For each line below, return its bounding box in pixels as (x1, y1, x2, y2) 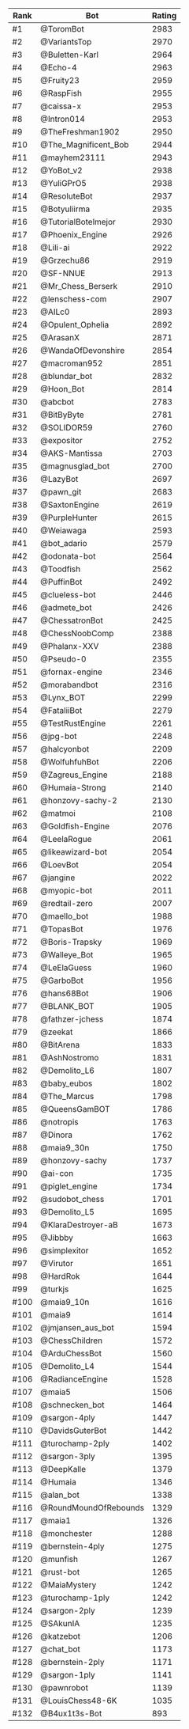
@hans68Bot (40, 988, 89, 999)
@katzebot (40, 1631, 81, 1641)
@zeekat (40, 1026, 73, 1037)
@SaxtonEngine (40, 499, 100, 510)
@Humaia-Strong (40, 783, 106, 793)
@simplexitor (40, 1246, 89, 1256)
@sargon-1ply (40, 1670, 96, 1680)
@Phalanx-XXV (40, 641, 99, 651)
